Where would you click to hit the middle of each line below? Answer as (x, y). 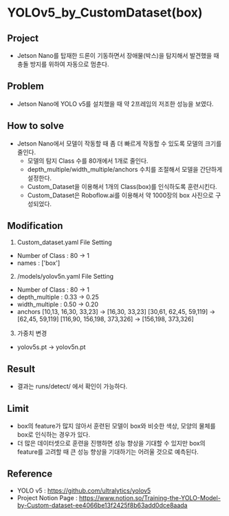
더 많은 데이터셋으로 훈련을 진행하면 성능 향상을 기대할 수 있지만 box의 (111, 444)
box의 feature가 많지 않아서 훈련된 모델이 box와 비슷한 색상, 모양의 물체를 (116, 426)
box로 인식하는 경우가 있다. (54, 435)
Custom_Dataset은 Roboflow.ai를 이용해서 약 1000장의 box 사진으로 (121, 195)
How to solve (35, 126)
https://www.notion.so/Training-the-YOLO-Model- (150, 497)
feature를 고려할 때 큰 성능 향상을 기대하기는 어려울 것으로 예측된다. (108, 452)
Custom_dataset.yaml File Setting (64, 242)
